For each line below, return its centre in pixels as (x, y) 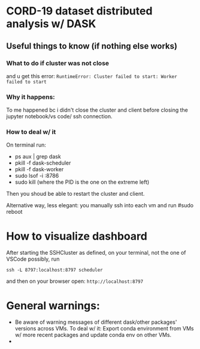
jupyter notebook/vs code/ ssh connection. (59, 117)
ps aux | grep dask (38, 157)
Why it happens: (31, 97)
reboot (14, 212)
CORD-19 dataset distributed (79, 11)
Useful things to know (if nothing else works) (92, 46)
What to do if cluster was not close (58, 63)
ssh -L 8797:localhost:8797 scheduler (54, 270)
